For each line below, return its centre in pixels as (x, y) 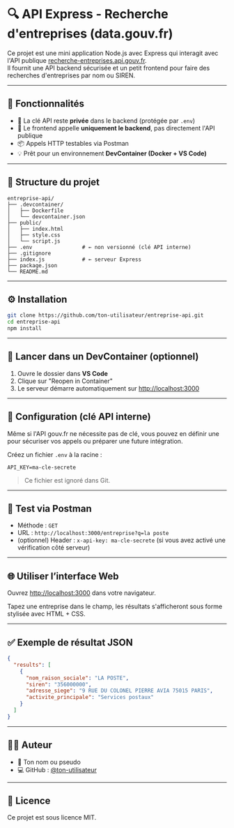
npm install (24, 329)
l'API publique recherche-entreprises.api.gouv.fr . (77, 60)
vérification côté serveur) (54, 548)
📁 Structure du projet (53, 182)
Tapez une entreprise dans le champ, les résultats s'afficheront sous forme (115, 607)
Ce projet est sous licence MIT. (52, 818)
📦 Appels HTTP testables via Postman (73, 143)
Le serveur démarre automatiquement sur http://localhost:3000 (108, 388)
